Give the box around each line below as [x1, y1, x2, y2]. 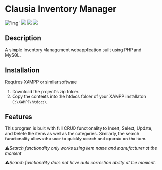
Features [5, 112, 32, 121]
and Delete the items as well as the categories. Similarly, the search [5, 131, 140, 137]
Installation [5, 66, 40, 75]
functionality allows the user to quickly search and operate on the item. [5, 136, 147, 141]
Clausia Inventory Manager [5, 3, 117, 15]
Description [5, 34, 41, 42]
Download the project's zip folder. [12, 88, 80, 94]
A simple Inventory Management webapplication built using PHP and [5, 47, 142, 53]
